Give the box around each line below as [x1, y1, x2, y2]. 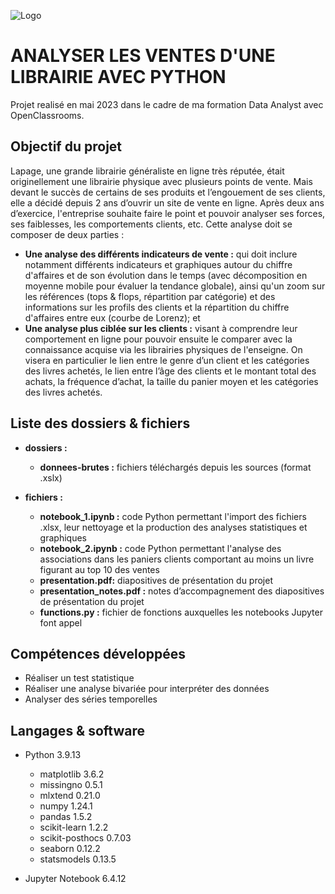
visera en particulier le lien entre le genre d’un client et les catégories [24, 354, 310, 366]
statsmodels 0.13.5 [39, 853, 117, 865]
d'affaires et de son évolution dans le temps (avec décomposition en [24, 269, 308, 281]
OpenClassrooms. [10, 109, 85, 121]
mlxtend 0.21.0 [39, 790, 101, 802]
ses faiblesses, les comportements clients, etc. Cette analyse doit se [10, 218, 293, 230]
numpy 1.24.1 [39, 800, 93, 812]
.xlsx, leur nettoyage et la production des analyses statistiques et [39, 521, 308, 533]
